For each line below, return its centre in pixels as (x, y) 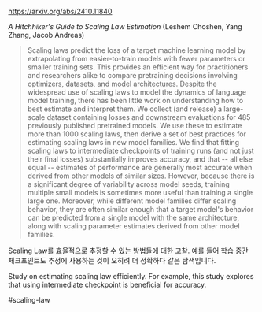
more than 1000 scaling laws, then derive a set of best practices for (137, 134)
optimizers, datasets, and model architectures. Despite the (122, 84)
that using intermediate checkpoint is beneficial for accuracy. (107, 284)
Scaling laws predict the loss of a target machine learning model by (137, 50)
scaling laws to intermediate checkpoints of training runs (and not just (140, 150)
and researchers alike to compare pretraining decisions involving (132, 75)
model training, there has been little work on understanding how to (135, 100)
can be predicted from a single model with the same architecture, (133, 217)
